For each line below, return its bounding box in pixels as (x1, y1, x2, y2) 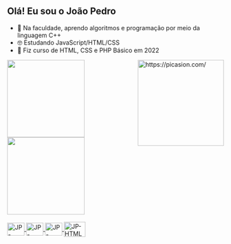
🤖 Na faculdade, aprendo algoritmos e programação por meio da (16, 23, 201, 32)
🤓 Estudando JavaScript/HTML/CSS (16, 38, 120, 47)
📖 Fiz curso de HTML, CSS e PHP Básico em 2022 (16, 46, 159, 54)
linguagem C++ (16, 31, 62, 39)
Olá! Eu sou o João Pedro (7, 5, 116, 17)
